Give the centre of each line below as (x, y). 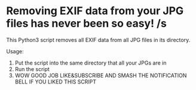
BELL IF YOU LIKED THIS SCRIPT (56, 82)
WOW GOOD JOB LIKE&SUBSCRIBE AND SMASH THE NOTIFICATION (101, 75)
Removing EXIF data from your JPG (95, 11)
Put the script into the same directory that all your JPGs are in (91, 63)
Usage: (15, 51)
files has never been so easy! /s (87, 23)
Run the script (32, 69)
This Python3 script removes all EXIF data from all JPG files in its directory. (98, 40)
